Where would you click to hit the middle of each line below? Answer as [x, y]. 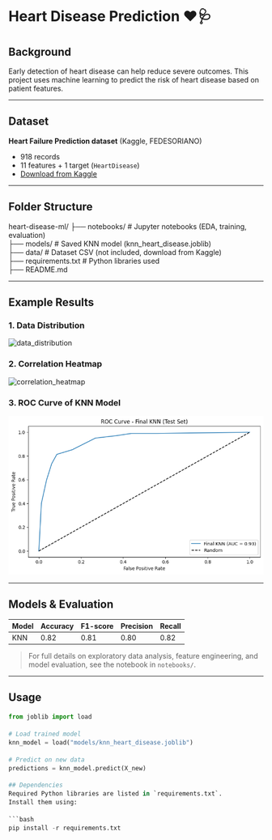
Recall [170, 626]
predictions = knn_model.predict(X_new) [78, 768]
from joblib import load [50, 717]
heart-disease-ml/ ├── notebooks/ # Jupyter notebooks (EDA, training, [127, 226]
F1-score [97, 626]
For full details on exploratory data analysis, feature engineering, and [143, 655]
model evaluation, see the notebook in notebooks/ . [112, 664]
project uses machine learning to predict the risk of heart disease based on [134, 80]
